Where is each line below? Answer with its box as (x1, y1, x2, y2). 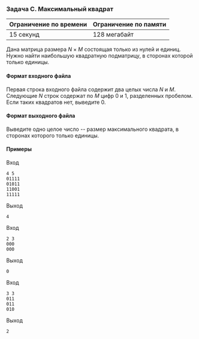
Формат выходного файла (6, 112, 76, 119)
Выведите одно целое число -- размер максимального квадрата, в (6, 125, 179, 133)
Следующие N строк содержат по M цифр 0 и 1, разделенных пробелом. (6, 92, 193, 99)
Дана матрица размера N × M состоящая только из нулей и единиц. (6, 46, 181, 53)
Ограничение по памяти (92, 20, 167, 29)
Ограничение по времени (9, 20, 88, 29)
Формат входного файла (6, 72, 71, 79)
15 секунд (9, 31, 40, 39)
